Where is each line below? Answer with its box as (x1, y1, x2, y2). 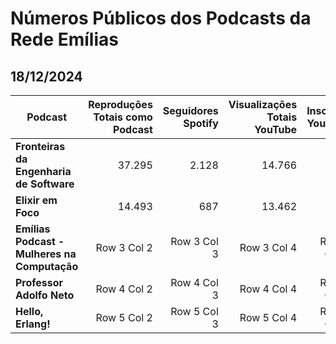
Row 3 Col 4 (239, 241, 298, 254)
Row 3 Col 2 (95, 241, 153, 254)
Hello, (15, 305, 44, 318)
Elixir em (15, 193, 58, 207)
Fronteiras (15, 140, 66, 153)
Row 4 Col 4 (239, 282, 298, 296)
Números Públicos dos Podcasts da (10, 7, 312, 30)
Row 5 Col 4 (239, 311, 298, 324)
